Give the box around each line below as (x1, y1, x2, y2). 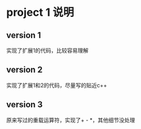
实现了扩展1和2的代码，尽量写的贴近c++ (6, 81, 108, 88)
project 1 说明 (6, 5, 74, 19)
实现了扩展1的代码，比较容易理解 (6, 47, 89, 54)
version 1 (6, 30, 41, 40)
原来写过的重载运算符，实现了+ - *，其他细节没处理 (6, 116, 136, 124)
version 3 (6, 99, 43, 110)
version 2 (6, 65, 43, 75)
